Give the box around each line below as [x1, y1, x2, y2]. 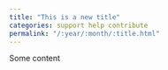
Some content [9, 53, 60, 64]
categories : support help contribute [9, 21, 149, 30]
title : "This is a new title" [9, 12, 121, 22]
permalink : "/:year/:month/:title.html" [9, 29, 161, 38]
